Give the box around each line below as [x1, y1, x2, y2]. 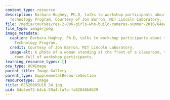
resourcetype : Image [5, 78, 49, 83]
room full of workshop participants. [14, 54, 94, 60]
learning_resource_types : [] [5, 59, 67, 64]
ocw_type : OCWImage [5, 64, 47, 69]
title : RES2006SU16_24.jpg [5, 82, 62, 87]
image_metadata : [5, 31, 39, 36]
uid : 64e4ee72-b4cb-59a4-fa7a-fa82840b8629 [5, 87, 99, 92]
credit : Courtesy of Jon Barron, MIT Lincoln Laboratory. [10, 45, 135, 50]
